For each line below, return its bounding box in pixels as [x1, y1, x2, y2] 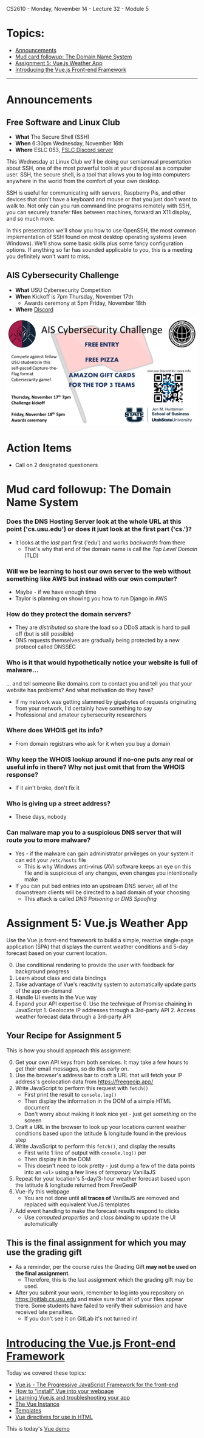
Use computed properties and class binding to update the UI [24, 1214, 176, 1221]
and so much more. [6, 215, 55, 222]
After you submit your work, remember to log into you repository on [15, 1289, 185, 1296]
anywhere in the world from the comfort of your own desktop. [6, 177, 161, 184]
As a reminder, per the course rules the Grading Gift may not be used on [15, 1263, 197, 1271]
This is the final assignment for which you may [6, 1237, 186, 1248]
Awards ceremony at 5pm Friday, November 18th [24, 299, 146, 307]
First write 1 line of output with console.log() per [24, 1149, 147, 1156]
